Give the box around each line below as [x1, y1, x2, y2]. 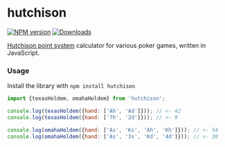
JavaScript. [7, 49, 40, 57]
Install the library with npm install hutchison [7, 82, 136, 90]
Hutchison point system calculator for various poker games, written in [7, 41, 206, 49]
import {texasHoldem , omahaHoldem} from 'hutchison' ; [7, 95, 166, 102]
